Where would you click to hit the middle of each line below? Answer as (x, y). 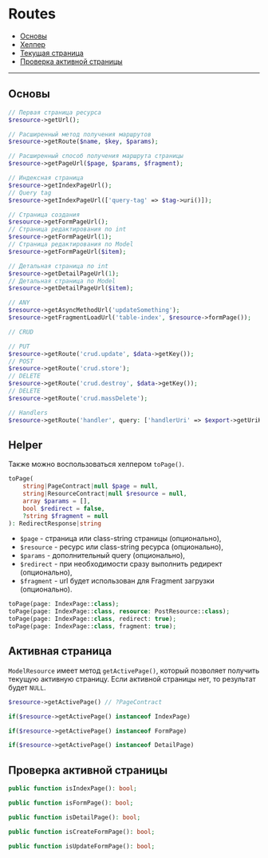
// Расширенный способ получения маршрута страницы (96, 156)
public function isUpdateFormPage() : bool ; (82, 846)
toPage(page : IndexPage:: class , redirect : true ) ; (93, 619)
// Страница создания (44, 215)
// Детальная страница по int (59, 266)
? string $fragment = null (66, 516)
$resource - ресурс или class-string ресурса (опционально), (121, 547)
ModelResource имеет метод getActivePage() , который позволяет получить (134, 670)
